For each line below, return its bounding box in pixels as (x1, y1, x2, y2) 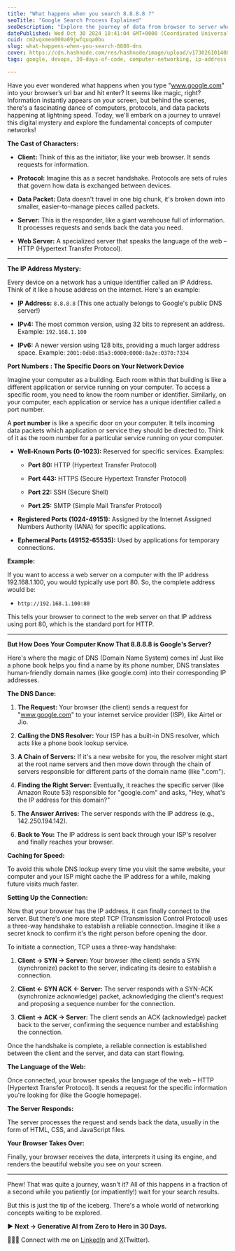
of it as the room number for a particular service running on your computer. (7, 433, 224, 441)
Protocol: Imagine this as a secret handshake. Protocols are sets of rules (17, 174, 227, 182)
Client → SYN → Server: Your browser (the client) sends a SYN (17, 956, 200, 964)
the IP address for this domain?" (17, 796, 111, 804)
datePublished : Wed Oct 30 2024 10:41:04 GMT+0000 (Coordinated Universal (7, 29, 230, 37)
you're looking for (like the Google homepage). (7, 1091, 142, 1099)
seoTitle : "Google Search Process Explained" (7, 17, 142, 24)
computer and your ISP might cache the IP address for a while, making (7, 872, 211, 880)
